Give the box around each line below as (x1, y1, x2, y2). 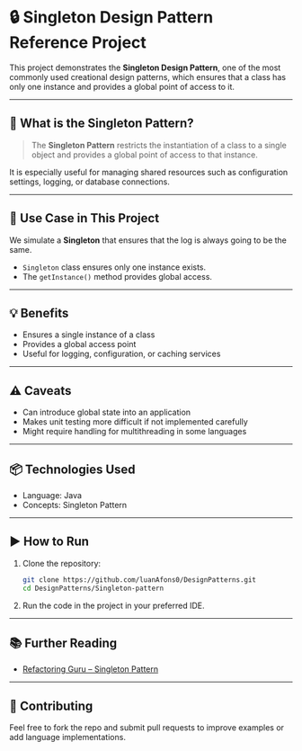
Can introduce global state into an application (22, 407, 191, 418)
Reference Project (9, 32, 147, 53)
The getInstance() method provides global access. (22, 271, 213, 282)
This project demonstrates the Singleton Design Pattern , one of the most (9, 62, 281, 73)
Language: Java (22, 490, 83, 500)
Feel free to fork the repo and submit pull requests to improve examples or (9, 722, 285, 733)
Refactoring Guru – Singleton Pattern (22, 664, 159, 675)
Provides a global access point (22, 339, 137, 350)
